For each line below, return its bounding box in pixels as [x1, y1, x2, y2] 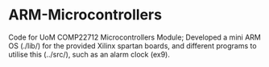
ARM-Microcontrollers [8, 6, 163, 24]
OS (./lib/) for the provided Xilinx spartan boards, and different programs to [8, 40, 257, 50]
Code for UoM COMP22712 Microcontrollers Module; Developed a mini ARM [8, 32, 262, 42]
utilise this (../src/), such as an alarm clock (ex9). [8, 49, 171, 59]
